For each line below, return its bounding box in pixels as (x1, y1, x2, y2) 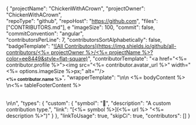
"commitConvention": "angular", (6, 30, 84, 37)
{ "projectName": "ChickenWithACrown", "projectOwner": (6, 5, 145, 12)
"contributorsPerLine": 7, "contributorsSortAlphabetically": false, (6, 37, 162, 43)
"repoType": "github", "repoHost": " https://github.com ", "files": (6, 18, 158, 24)
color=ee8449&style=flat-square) (6, 55, 88, 62)
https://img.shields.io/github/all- (98, 42, 177, 50)
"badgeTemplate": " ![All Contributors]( (6, 42, 99, 50)
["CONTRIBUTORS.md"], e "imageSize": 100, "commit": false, (6, 24, 155, 31)
